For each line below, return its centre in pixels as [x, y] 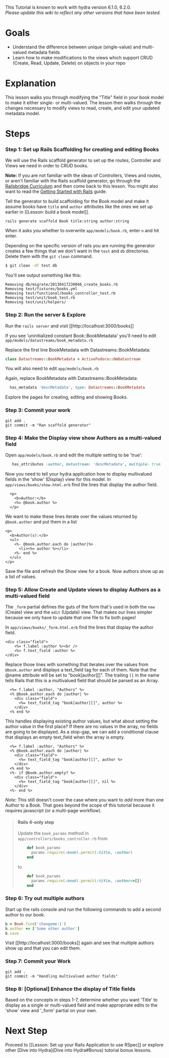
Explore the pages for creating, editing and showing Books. [67, 397]
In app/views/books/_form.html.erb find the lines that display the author [79, 627]
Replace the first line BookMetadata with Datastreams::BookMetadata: [78, 350]
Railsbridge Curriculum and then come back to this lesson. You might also [82, 186]
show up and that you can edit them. [43, 948]
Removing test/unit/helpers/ [36, 302]
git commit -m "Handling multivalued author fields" [62, 976]
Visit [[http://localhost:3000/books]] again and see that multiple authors [80, 943]
